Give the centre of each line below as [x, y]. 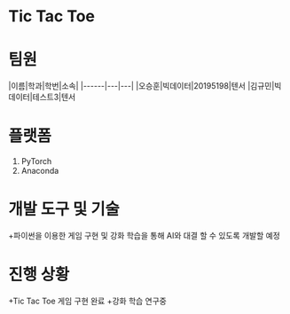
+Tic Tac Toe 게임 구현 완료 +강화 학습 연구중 [88, 301]
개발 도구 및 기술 [64, 209]
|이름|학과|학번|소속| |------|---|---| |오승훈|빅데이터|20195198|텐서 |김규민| [141, 86]
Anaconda [40, 171]
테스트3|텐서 [54, 97]
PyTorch [36, 161]
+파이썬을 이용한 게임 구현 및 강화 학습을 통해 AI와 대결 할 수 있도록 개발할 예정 [144, 235]
